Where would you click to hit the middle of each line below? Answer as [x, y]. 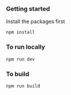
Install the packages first [35, 22]
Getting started [28, 9]
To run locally [26, 47]
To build [18, 74]
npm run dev [20, 59]
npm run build [23, 86]
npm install [20, 32]
